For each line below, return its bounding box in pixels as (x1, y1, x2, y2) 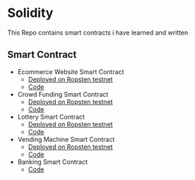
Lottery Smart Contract (17, 112, 85, 121)
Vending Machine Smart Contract (17, 135, 115, 143)
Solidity (7, 5, 54, 21)
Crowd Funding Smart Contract (17, 90, 109, 98)
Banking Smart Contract (17, 157, 88, 166)
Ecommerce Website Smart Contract (17, 67, 124, 76)
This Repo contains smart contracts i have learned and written (7, 28, 189, 37)
